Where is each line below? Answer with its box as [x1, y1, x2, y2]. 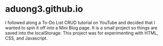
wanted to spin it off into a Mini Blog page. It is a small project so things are [5, 24, 158, 30]
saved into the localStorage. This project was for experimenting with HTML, [5, 30, 159, 36]
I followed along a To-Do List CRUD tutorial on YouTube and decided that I [5, 20, 155, 25]
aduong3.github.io [5, 3, 83, 15]
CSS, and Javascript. [5, 35, 48, 41]
